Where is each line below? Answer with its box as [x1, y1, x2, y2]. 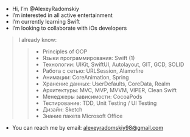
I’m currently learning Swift [12, 18, 80, 25]
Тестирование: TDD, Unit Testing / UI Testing [42, 99, 157, 107]
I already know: [18, 36, 57, 43]
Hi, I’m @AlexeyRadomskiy [12, 5, 79, 12]
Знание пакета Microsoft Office [42, 112, 123, 119]
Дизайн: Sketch [42, 106, 83, 113]
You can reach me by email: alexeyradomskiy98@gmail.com [12, 124, 163, 131]
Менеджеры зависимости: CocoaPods [42, 93, 142, 100]
